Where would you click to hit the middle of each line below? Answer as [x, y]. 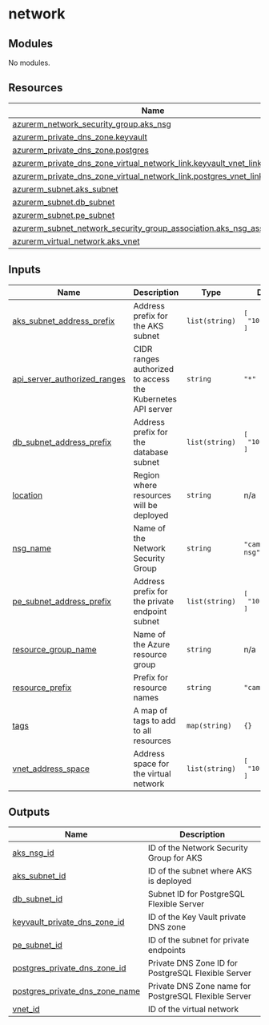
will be [145, 505]
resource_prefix [42, 688]
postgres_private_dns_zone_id [69, 968]
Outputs [29, 812]
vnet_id [26, 1009]
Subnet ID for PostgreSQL [197, 894]
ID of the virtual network [193, 1009]
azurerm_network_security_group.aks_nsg [92, 123]
